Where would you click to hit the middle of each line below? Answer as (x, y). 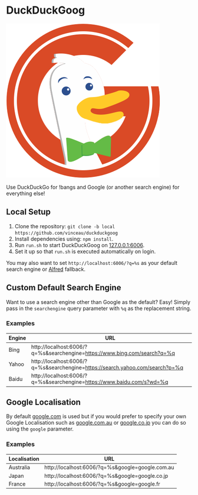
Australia (19, 467)
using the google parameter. (40, 429)
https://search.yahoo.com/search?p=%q (134, 367)
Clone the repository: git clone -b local (65, 226)
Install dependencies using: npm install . (64, 239)
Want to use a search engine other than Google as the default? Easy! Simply (98, 302)
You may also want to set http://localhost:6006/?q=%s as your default (92, 263)
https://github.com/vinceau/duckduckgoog (66, 233)
